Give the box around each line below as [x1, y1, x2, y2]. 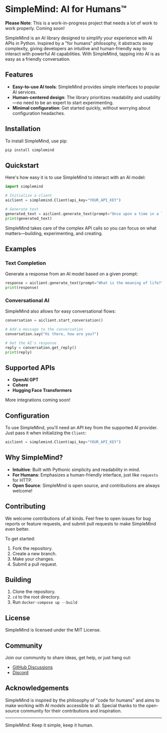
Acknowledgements [5, 684, 69, 693]
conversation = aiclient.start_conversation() [5, 318, 103, 323]
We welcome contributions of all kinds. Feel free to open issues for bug [5, 515, 151, 521]
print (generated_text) [5, 216, 52, 221]
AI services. [12, 89, 37, 95]
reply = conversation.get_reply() [5, 345, 77, 350]
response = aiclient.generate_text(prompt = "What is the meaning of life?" [5, 280, 164, 286]
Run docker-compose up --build [12, 599, 78, 606]
